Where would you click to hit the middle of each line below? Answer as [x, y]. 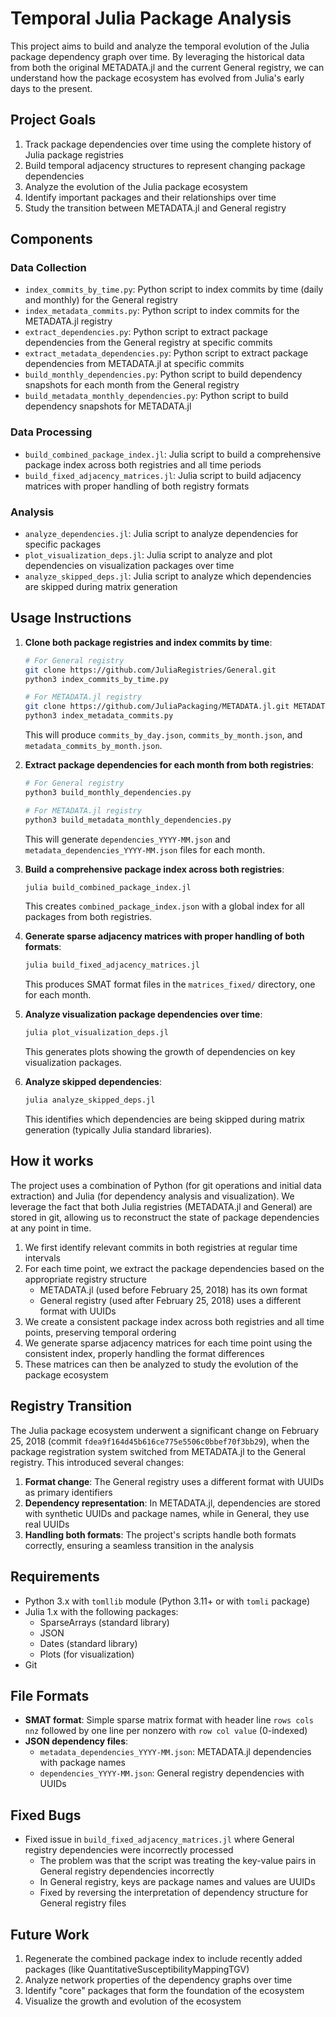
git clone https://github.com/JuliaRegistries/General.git [150, 670]
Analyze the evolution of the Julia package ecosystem [136, 186]
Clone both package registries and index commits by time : [148, 642]
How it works [52, 1161]
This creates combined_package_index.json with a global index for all [164, 906]
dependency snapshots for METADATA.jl [108, 406]
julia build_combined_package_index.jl [108, 887]
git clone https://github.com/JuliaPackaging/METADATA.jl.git [157, 707]
